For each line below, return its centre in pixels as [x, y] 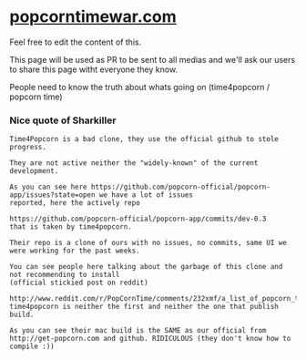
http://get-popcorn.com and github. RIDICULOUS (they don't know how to [150, 339]
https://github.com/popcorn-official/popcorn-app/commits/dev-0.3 [138, 219]
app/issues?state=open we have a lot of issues [102, 195]
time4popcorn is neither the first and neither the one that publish [144, 307]
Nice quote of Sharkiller [63, 120]
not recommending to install [65, 275]
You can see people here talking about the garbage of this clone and [146, 267]
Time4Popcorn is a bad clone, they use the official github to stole [144, 139]
